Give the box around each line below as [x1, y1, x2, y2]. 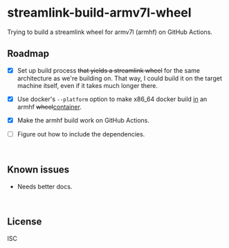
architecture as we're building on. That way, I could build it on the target [17, 74, 223, 82]
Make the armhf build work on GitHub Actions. [17, 116, 150, 124]
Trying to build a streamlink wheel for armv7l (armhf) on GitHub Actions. [7, 28, 213, 36]
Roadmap [7, 48, 50, 60]
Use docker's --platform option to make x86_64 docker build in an [17, 95, 208, 103]
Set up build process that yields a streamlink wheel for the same [17, 66, 201, 74]
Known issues [7, 164, 70, 176]
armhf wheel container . [17, 103, 82, 111]
